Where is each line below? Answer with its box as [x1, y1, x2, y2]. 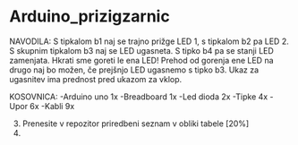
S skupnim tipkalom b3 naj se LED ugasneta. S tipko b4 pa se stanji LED [9, 45, 275, 55]
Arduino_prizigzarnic [9, 6, 170, 27]
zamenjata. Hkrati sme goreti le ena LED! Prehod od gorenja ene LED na [9, 55, 275, 65]
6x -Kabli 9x [30, 100, 75, 111]
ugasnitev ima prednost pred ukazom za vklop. [9, 73, 183, 84]
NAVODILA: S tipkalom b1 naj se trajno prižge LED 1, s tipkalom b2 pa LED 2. [9, 36, 289, 47]
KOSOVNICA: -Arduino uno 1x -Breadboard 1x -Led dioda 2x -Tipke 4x [9, 91, 268, 102]
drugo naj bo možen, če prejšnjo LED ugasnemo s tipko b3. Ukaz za [9, 64, 260, 75]
